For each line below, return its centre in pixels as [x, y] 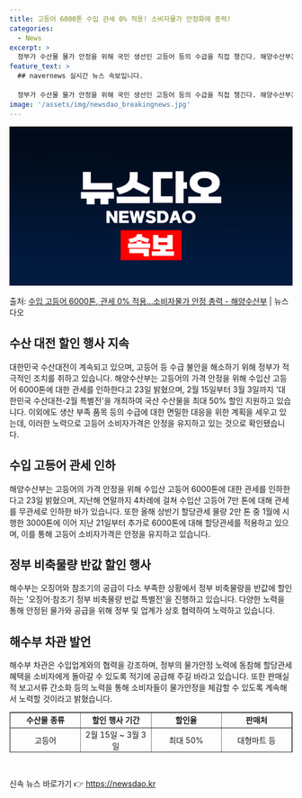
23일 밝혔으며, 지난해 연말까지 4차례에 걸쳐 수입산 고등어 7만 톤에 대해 [149, 500]
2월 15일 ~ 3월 [112, 735]
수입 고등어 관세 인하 [62, 466]
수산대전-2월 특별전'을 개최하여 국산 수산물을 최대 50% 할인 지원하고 [154, 400]
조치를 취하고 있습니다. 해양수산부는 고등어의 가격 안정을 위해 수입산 [152, 378]
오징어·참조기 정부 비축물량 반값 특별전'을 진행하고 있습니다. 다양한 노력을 [156, 599]
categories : [31, 28]
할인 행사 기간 [115, 720]
